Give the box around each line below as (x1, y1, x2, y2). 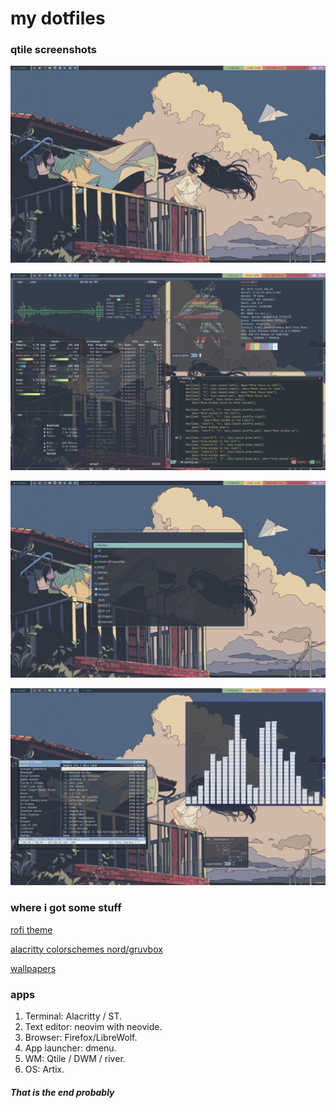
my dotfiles (10, 7, 106, 30)
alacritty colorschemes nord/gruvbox (10, 943, 163, 955)
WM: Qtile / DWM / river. (24, 1053, 126, 1065)
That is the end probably (10, 1086, 115, 1098)
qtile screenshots (10, 43, 97, 57)
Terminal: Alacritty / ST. (24, 1010, 122, 1022)
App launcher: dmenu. (24, 1042, 117, 1054)
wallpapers (10, 962, 57, 974)
